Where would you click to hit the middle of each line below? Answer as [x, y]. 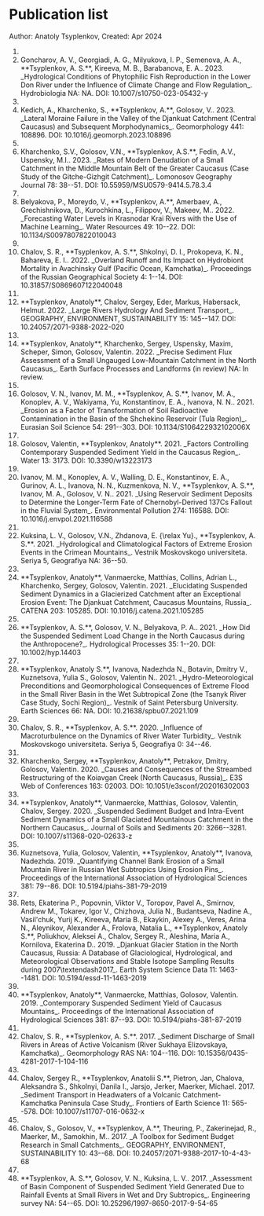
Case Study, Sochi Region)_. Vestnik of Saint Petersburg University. [129, 702]
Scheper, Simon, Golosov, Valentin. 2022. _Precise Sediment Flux [126, 352]
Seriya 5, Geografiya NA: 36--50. [74, 560]
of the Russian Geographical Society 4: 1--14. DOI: [102, 277]
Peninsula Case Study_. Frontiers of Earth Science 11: [144, 1103]
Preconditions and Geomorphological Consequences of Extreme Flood [135, 686]
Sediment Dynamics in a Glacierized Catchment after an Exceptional [130, 594]
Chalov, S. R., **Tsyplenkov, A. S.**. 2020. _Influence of [111, 727]
